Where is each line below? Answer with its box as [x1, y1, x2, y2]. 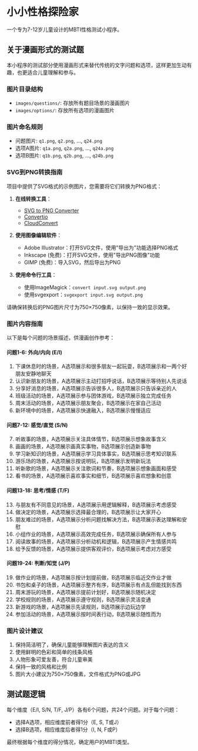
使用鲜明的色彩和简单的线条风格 [15, 649, 93, 656]
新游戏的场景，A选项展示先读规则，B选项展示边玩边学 [15, 603, 146, 610]
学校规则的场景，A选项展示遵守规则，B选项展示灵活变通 [15, 596, 152, 603]
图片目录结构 [6, 85, 43, 93]
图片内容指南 [6, 320, 43, 328]
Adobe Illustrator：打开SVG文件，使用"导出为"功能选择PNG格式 [24, 244, 179, 251]
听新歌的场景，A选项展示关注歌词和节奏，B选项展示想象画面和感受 [15, 465, 177, 472]
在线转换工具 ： [15, 195, 52, 202]
